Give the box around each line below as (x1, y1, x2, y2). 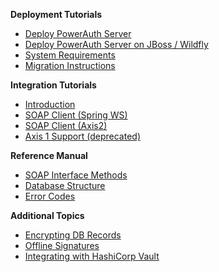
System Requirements (24, 49, 116, 61)
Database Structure (24, 180, 106, 191)
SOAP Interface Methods (24, 169, 128, 181)
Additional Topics (10, 210, 85, 221)
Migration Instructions (24, 60, 116, 71)
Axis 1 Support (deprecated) (24, 130, 141, 142)
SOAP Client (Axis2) (24, 120, 108, 131)
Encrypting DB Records (24, 229, 122, 241)
